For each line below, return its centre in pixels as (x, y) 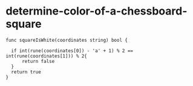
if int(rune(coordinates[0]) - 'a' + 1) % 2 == (72, 51)
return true (26, 72)
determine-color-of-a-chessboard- (97, 11)
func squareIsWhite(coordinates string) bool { (67, 40)
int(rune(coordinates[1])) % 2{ (46, 56)
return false (38, 61)
